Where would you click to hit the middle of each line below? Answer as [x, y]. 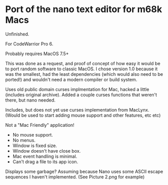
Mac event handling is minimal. [45, 156]
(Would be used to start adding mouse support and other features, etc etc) [83, 115]
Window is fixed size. [35, 146]
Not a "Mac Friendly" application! [40, 125]
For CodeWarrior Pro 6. [29, 43]
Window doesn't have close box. [47, 151]
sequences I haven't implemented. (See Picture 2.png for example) [75, 177]
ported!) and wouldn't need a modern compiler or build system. [71, 79]
